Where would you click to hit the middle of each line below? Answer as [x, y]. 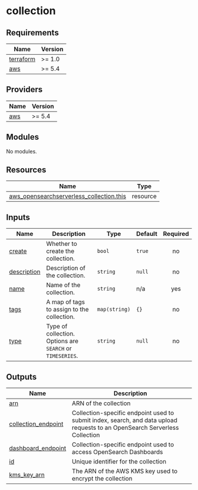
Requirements [32, 33]
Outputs [22, 376]
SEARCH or [59, 348]
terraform [22, 59]
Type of [57, 327]
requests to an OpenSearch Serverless [125, 427]
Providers [24, 90]
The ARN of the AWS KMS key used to [125, 471]
